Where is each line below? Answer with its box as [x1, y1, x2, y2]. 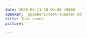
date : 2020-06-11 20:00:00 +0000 [5, 7, 75, 12]
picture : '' [5, 21, 30, 26]
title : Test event [5, 16, 44, 21]
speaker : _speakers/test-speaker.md [5, 12, 82, 17]
